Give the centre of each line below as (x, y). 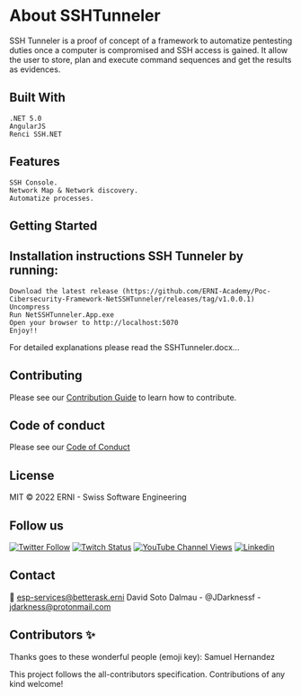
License (32, 475)
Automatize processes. (52, 198)
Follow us (37, 525)
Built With (37, 98)
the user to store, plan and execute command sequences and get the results (150, 59)
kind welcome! (36, 683)
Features (35, 162)
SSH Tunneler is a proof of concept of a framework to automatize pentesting (151, 41)
